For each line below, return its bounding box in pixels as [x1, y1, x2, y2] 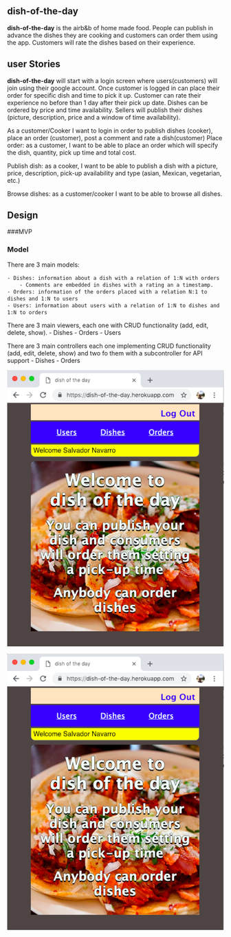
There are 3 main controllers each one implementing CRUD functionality [7, 342, 211, 350]
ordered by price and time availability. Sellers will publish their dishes [7, 106, 203, 114]
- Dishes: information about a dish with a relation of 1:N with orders [7, 274, 220, 281]
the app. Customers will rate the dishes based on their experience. [7, 38, 196, 47]
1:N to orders [7, 309, 48, 316]
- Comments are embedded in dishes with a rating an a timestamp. [19, 281, 214, 288]
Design [7, 210, 38, 221]
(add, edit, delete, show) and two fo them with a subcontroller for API [7, 349, 203, 357]
